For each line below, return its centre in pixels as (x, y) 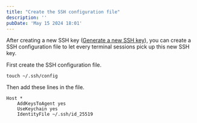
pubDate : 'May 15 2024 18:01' (44, 23)
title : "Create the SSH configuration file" (63, 12)
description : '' (27, 18)
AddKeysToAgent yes (42, 104)
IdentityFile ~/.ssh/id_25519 (55, 115)
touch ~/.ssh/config (32, 76)
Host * (15, 98)
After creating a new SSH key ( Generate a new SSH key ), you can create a (99, 41)
